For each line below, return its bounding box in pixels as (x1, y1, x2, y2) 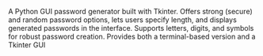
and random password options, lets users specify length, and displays (8, 15, 238, 24)
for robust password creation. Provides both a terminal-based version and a (8, 32, 256, 41)
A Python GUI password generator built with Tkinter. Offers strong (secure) (8, 7, 253, 16)
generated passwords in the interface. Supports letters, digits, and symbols (8, 24, 254, 32)
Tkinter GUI (8, 40, 46, 50)
